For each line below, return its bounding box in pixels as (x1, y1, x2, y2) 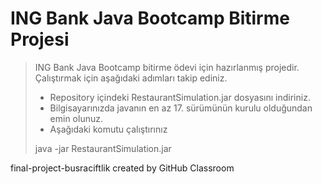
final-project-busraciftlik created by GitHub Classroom (10, 162, 235, 174)
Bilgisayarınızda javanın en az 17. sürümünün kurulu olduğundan (49, 102, 313, 114)
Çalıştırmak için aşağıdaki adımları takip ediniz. (34, 72, 228, 84)
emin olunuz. (49, 112, 103, 124)
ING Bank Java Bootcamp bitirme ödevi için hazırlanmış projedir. (34, 61, 300, 73)
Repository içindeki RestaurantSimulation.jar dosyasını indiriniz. (49, 91, 311, 103)
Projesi (10, 28, 70, 51)
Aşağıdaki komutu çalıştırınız (49, 123, 168, 135)
